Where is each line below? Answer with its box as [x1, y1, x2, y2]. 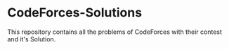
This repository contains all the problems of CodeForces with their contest [7, 28, 223, 36]
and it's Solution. [7, 35, 56, 43]
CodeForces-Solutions [7, 5, 143, 21]
